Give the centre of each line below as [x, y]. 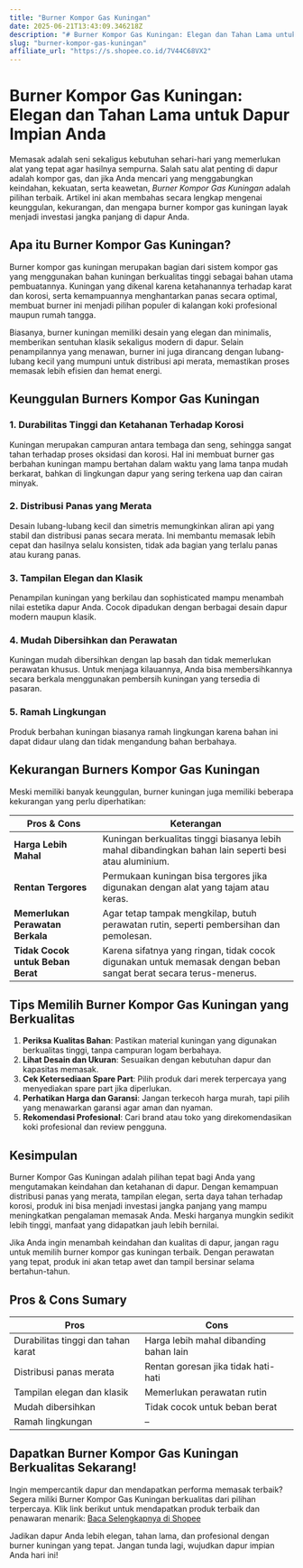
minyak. [24, 483]
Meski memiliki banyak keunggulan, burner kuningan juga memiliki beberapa [151, 792]
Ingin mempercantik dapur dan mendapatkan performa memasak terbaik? [146, 1489]
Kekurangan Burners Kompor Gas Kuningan [135, 770]
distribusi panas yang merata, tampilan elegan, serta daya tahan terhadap [146, 1196]
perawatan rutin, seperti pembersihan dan [191, 924]
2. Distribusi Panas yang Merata [81, 506]
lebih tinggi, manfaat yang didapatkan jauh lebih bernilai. [114, 1225]
